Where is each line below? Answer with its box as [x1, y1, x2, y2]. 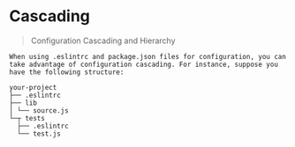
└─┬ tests [9, 114, 46, 122]
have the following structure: [9, 68, 125, 77]
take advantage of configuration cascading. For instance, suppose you [9, 60, 278, 69]
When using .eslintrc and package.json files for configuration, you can [9, 52, 287, 61]
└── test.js [17, 129, 62, 138]
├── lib [9, 99, 38, 107]
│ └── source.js [9, 106, 69, 115]
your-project [9, 83, 57, 92]
